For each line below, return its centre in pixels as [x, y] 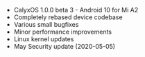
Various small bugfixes [46, 24]
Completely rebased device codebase [68, 17]
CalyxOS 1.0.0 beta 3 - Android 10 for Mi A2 [76, 10]
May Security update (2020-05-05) [65, 46]
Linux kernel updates [44, 39]
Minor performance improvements [63, 32]
